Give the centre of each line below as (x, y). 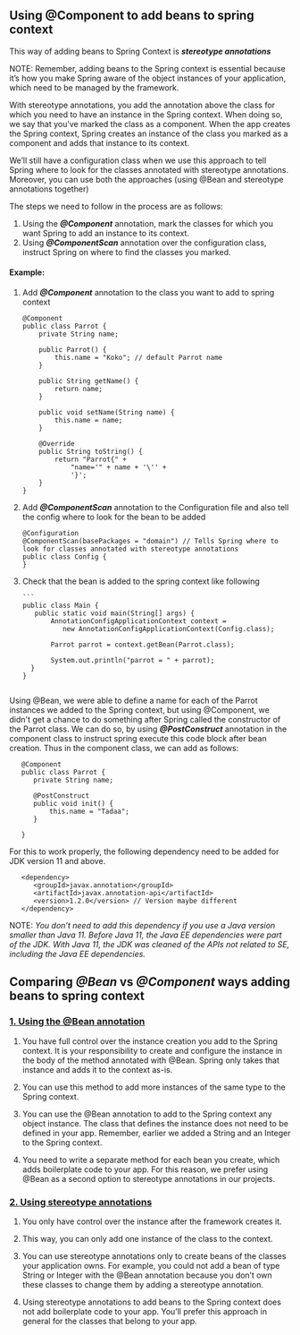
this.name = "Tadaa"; (89, 812)
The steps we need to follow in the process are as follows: (116, 206)
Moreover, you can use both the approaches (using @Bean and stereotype (146, 179)
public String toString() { (91, 452)
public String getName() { (89, 381)
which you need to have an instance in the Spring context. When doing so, (146, 114)
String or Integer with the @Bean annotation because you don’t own (147, 1275)
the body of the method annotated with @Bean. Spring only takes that (150, 1060)
